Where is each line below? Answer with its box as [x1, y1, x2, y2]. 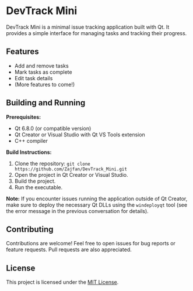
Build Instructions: [6, 148, 52, 156]
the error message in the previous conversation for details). [6, 207, 149, 214]
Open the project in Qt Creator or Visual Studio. [14, 171, 128, 178]
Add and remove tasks [14, 62, 69, 69]
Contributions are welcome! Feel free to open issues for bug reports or [6, 240, 176, 247]
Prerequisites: [6, 113, 41, 121]
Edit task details [14, 74, 53, 81]
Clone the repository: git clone [14, 160, 90, 167]
